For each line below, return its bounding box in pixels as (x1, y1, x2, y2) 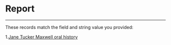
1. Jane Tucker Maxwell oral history (5, 33, 78, 40)
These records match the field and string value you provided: (5, 24, 134, 30)
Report (5, 3, 35, 14)
